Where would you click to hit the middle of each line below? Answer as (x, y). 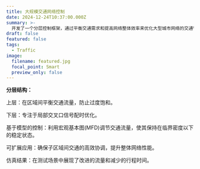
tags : (13, 45)
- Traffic (24, 50)
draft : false (22, 34)
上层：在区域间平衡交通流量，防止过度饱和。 (61, 103)
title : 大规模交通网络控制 (36, 12)
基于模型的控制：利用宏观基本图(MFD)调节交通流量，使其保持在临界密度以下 (100, 127)
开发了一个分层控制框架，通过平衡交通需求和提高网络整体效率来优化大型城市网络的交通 (102, 28)
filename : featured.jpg (41, 61)
